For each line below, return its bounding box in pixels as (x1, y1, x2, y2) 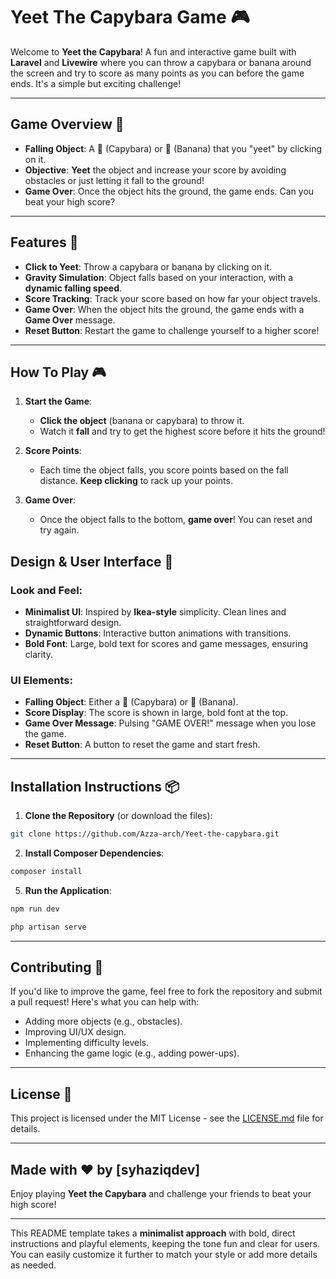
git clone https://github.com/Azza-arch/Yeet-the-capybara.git (10, 829, 280, 839)
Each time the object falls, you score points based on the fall (39, 464, 289, 476)
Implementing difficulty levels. (24, 1037, 149, 1049)
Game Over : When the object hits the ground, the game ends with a (24, 303, 305, 315)
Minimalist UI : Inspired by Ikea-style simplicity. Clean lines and (24, 606, 287, 618)
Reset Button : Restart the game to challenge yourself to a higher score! (24, 324, 320, 336)
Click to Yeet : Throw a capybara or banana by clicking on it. (24, 260, 273, 273)
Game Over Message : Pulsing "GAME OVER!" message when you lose (24, 717, 317, 729)
